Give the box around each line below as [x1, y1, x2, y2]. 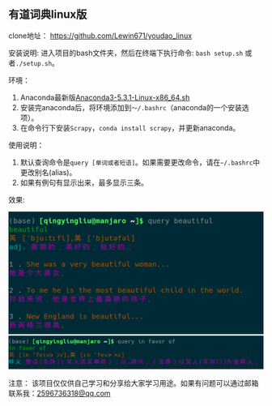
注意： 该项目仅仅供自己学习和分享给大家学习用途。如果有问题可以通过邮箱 [8, 378, 259, 388]
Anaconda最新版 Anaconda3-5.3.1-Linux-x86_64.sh [19, 92, 190, 102]
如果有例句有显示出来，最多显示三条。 [19, 177, 148, 187]
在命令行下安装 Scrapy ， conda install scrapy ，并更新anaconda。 [19, 122, 240, 132]
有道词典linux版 [8, 7, 87, 22]
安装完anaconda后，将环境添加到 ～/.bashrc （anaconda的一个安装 [19, 102, 243, 112]
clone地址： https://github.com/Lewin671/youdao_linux [8, 31, 193, 41]
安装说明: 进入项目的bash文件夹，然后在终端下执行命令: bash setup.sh [8, 48, 244, 58]
